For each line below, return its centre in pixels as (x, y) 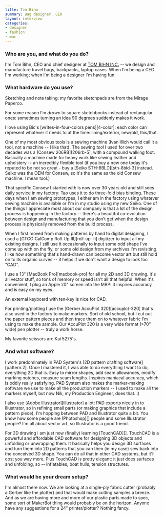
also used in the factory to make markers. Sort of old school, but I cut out (79, 314)
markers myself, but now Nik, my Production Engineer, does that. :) (72, 393)
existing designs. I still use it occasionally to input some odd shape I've (76, 244)
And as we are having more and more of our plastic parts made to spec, (77, 498)
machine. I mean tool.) (28, 178)
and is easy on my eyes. (29, 290)
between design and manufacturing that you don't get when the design (77, 219)
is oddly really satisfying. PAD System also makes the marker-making (75, 383)
